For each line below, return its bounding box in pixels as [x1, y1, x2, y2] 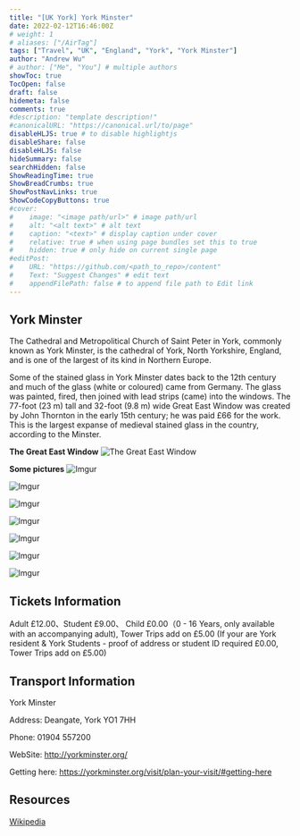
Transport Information [9, 673, 136, 688]
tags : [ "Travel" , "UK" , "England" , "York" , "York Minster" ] [9, 46, 238, 55]
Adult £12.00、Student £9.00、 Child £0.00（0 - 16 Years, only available [9, 619, 275, 629]
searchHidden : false [9, 163, 87, 172]
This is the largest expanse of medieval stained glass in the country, [9, 419, 259, 430]
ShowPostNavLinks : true [9, 188, 98, 197]
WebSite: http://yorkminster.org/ [9, 749, 128, 760]
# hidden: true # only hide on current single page [9, 246, 218, 255]
